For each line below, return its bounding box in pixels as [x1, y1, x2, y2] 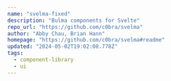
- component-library [13, 56, 74, 63]
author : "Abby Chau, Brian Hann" [7, 30, 106, 37]
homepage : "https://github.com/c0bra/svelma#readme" [7, 37, 165, 44]
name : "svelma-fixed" [7, 10, 71, 18]
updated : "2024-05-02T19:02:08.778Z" [7, 43, 118, 50]
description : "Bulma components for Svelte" [7, 17, 140, 24]
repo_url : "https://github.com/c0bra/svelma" [7, 23, 143, 30]
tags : [7, 50, 23, 57]
